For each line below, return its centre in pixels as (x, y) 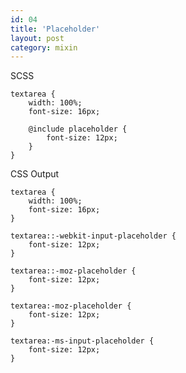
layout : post (37, 38)
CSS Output (35, 174)
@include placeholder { (78, 129)
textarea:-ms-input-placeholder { (82, 341)
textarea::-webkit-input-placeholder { (93, 236)
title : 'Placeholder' (55, 29)
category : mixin (44, 47)
